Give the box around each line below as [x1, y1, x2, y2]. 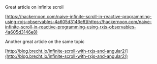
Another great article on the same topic [5, 39, 85, 44]
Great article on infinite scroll [5, 4, 64, 10]
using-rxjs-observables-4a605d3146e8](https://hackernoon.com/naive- [5, 19, 152, 24]
